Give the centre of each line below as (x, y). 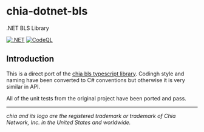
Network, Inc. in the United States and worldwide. (69, 122)
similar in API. (23, 86)
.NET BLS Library (28, 28)
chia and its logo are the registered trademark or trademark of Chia (91, 116)
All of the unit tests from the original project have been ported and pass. (96, 98)
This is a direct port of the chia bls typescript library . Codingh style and (95, 74)
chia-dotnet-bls (47, 11)
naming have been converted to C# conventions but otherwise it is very (96, 80)
